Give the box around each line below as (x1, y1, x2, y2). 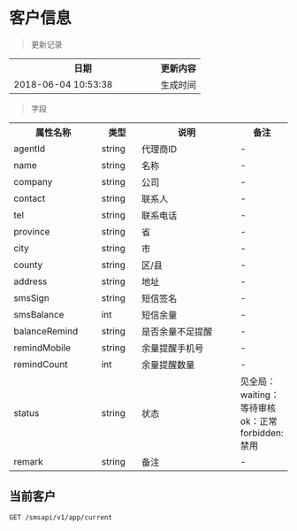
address (13, 275, 48, 288)
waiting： (240, 389, 280, 401)
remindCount (13, 358, 68, 370)
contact (13, 192, 46, 204)
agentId (13, 142, 46, 155)
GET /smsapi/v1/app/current (9, 512, 113, 522)
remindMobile (13, 342, 72, 354)
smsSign (13, 291, 50, 304)
